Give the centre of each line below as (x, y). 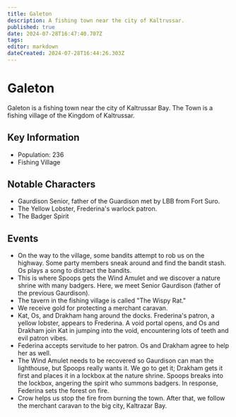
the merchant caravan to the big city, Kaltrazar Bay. (92, 406)
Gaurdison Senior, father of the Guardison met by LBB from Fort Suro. (119, 201)
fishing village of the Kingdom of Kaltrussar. (71, 115)
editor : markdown (33, 47)
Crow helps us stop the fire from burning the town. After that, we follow (121, 398)
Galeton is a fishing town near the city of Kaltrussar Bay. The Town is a (110, 107)
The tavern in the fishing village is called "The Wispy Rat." (102, 300)
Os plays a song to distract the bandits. (75, 271)
